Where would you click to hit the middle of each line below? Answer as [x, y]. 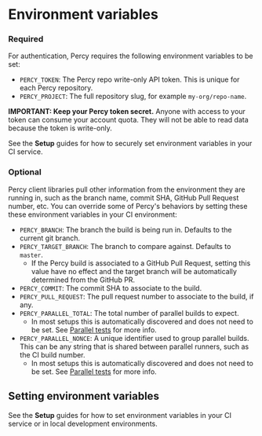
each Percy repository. [56, 88]
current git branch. [50, 238]
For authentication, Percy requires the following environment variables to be [131, 56]
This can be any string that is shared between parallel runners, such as [134, 346]
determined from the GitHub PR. [83, 280]
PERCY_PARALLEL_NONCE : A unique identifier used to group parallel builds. [134, 338]
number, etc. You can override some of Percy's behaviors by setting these [128, 206]
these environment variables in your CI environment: [93, 214]
